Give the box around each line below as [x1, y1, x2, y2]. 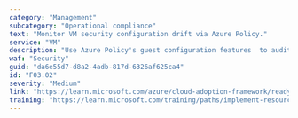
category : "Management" [9, 12, 98, 22]
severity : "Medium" [9, 79, 82, 88]
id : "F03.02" [9, 71, 58, 80]
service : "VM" [9, 37, 62, 47]
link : [9, 87, 29, 96]
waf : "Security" [9, 54, 69, 63]
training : [9, 95, 46, 105]
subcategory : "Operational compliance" [9, 21, 157, 30]
